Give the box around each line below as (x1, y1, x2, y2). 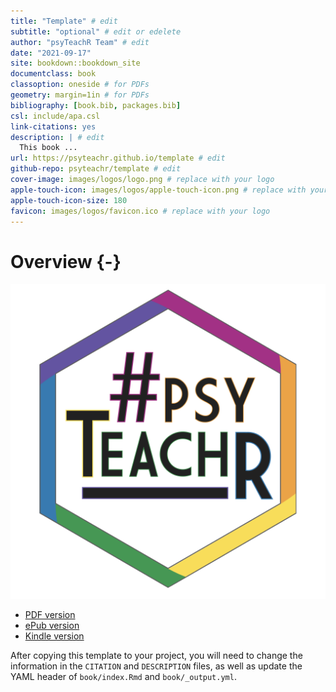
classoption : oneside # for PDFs (10, 80, 150, 90)
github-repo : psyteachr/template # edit (10, 164, 182, 174)
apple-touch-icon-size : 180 (10, 195, 128, 205)
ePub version (24, 620, 80, 632)
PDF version (24, 609, 76, 621)
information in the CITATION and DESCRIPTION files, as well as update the (10, 660, 303, 672)
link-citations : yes (10, 121, 97, 132)
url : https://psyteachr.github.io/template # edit (10, 153, 226, 164)
